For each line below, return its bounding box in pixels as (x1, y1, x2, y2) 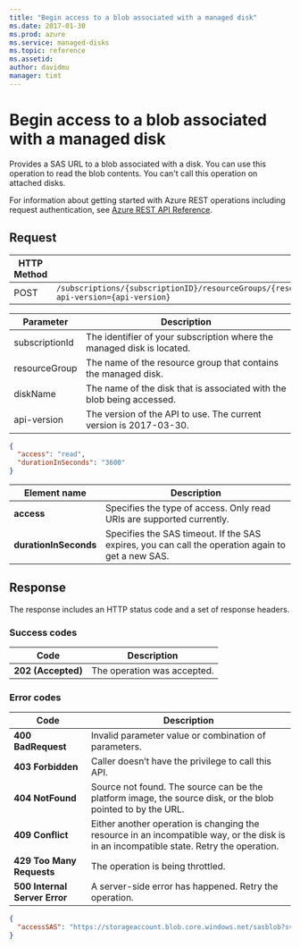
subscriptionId (13, 336, 74, 349)
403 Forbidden (13, 761, 79, 774)
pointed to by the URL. (90, 803, 185, 816)
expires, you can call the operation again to (105, 538, 286, 551)
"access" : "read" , (17, 450, 87, 459)
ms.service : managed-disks (9, 38, 110, 47)
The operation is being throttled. (90, 860, 226, 873)
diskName (13, 387, 56, 400)
